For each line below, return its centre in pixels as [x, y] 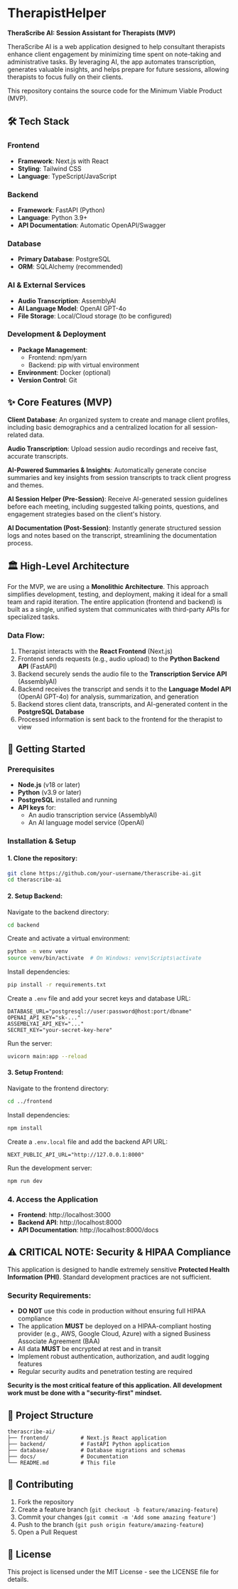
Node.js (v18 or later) [49, 785]
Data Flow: [26, 635]
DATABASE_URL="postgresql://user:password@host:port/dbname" [100, 1011]
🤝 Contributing [40, 1485]
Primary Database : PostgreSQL [64, 259]
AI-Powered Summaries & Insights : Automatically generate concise [107, 470]
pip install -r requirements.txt [57, 985]
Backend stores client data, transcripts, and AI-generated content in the [123, 704]
